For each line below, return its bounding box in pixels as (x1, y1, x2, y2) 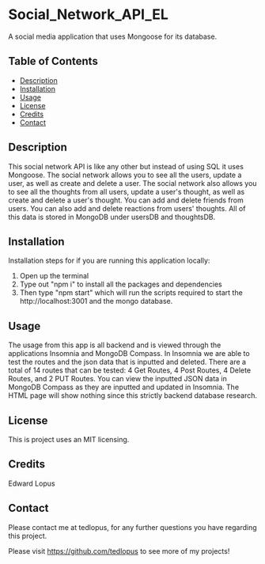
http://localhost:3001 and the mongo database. (19, 297, 173, 306)
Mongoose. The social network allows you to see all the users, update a (8, 170, 242, 180)
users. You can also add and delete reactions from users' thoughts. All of (8, 203, 246, 213)
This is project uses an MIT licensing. (8, 435, 130, 444)
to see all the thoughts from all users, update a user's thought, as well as (8, 187, 245, 196)
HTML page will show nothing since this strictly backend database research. (8, 391, 257, 400)
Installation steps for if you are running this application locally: (8, 256, 210, 266)
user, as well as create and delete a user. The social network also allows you (8, 178, 257, 187)
